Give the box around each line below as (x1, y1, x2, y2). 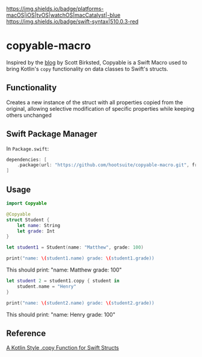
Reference (6, 328, 46, 338)
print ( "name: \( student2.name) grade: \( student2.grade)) (6, 300, 155, 306)
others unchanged (6, 111, 52, 119)
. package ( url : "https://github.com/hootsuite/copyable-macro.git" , (17, 162, 189, 168)
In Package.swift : (6, 144, 49, 152)
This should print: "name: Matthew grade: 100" (6, 266, 122, 273)
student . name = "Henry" (17, 283, 77, 290)
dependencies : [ (6, 157, 47, 163)
